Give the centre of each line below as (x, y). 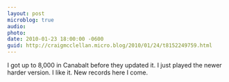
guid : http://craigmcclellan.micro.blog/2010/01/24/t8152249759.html (110, 45)
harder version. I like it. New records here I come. (77, 72)
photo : (17, 33)
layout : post (26, 13)
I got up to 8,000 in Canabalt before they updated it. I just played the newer (114, 65)
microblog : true (31, 20)
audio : (17, 26)
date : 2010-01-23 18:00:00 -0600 (56, 39)
